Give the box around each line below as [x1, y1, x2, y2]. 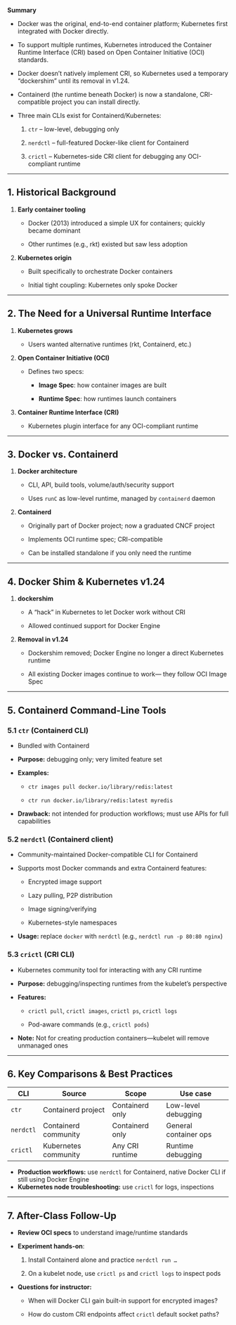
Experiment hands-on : [17, 1242, 85, 1251]
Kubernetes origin [17, 253, 72, 262]
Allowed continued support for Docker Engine [27, 622, 160, 630]
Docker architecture [17, 467, 78, 476]
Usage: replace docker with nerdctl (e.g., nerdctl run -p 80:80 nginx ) [17, 932, 223, 941]
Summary [7, 6, 37, 14]
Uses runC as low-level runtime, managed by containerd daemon [27, 495, 216, 503]
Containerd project [43, 1105, 105, 1115]
